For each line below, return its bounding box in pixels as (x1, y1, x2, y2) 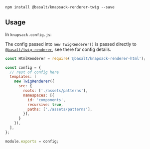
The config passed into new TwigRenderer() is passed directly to (5, 41, 137, 47)
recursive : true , (27, 102, 64, 107)
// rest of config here (9, 70, 59, 75)
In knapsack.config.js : (5, 31, 52, 37)
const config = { (5, 65, 41, 70)
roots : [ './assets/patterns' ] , (23, 88, 88, 93)
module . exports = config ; (5, 139, 59, 144)
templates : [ (9, 74, 37, 79)
